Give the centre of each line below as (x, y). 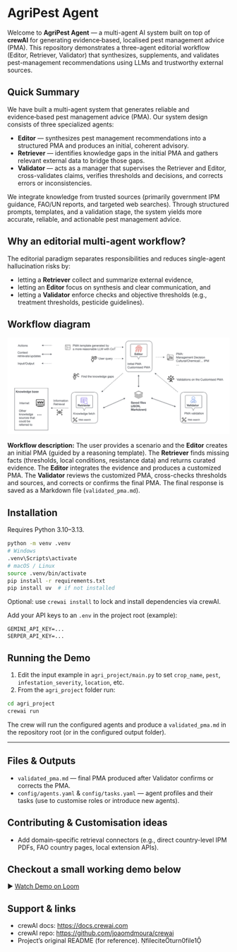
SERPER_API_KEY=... (36, 636)
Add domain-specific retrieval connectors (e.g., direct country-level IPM (122, 840)
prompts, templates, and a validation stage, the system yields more (105, 212)
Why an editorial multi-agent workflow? (97, 242)
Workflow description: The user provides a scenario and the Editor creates (117, 446)
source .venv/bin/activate (47, 573)
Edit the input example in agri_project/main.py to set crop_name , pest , (119, 675)
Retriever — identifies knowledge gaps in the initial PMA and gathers (118, 153)
